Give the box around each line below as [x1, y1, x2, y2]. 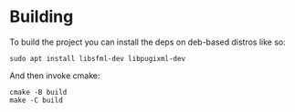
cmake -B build [9, 87, 68, 97]
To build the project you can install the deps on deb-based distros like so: [9, 36, 286, 47]
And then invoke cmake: [9, 70, 100, 81]
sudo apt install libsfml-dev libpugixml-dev [9, 54, 185, 63]
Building [9, 6, 74, 27]
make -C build [9, 96, 64, 105]
